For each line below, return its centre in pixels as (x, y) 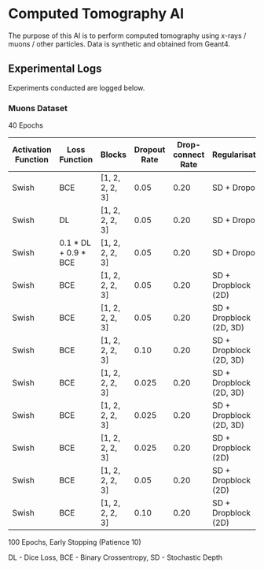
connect (189, 155)
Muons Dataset (38, 108)
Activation (32, 150)
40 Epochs (26, 125)
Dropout (150, 150)
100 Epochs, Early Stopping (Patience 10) (75, 542)
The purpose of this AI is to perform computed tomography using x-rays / (127, 35)
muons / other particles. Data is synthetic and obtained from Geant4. (119, 43)
